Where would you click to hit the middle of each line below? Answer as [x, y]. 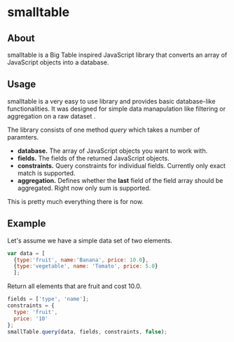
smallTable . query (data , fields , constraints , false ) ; [88, 331]
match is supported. [46, 173]
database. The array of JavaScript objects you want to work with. [112, 151]
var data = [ [26, 253]
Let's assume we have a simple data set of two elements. [90, 240]
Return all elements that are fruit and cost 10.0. [75, 286]
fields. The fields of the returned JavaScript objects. [93, 158]
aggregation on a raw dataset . [51, 116]
